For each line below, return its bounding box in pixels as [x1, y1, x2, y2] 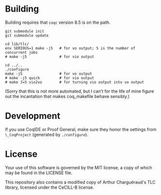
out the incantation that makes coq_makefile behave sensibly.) [5, 93, 130, 99]
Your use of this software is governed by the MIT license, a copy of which [5, 164, 152, 170]
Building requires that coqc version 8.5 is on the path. [5, 19, 111, 25]
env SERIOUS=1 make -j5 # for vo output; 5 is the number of [5, 46, 136, 50]
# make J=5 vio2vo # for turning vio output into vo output [5, 80, 145, 84]
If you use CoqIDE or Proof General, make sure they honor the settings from [5, 126, 157, 132]
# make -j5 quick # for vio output [5, 75, 95, 81]
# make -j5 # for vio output [5, 54, 95, 59]
